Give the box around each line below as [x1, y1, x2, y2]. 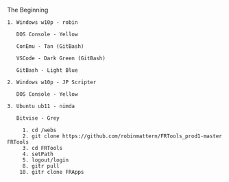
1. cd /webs [22, 127, 57, 133]
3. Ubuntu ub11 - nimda [7, 103, 75, 109]
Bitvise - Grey [16, 115, 60, 122]
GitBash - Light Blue [16, 67, 78, 74]
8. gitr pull [22, 163, 60, 170]
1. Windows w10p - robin [7, 19, 78, 26]
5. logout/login [22, 157, 69, 164]
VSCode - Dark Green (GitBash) [16, 55, 106, 62]
